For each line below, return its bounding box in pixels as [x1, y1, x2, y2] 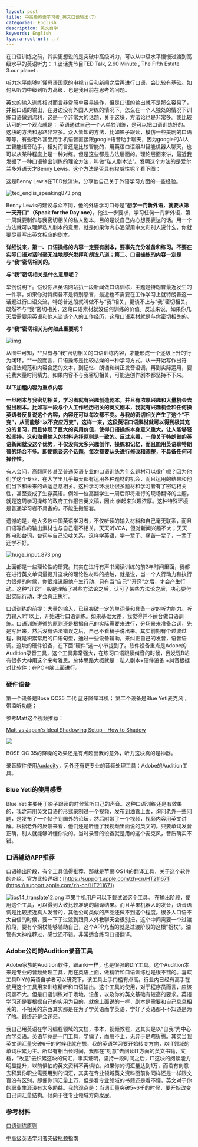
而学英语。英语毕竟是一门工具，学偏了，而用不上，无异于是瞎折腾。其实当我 [6, 1033, 192, 1040]
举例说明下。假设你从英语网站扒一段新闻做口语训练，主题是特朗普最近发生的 [6, 283, 192, 290]
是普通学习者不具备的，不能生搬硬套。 [6, 505, 99, 511]
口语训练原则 [6, 1122, 37, 1129]
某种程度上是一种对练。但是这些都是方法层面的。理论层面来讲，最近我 [21, 151, 192, 157]
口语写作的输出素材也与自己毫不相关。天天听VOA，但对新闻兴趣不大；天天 [6, 525, 187, 531]
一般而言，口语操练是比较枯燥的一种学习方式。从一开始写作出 [32, 357, 182, 363]
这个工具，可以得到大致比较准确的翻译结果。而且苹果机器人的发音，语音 [11, 901, 187, 908]
